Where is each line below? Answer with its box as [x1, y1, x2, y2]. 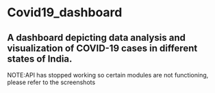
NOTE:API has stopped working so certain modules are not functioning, [7, 71, 209, 79]
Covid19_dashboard [7, 5, 123, 20]
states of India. [7, 53, 73, 64]
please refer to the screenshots [7, 78, 96, 86]
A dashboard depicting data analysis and [7, 32, 186, 43]
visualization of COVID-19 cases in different [7, 42, 198, 54]
